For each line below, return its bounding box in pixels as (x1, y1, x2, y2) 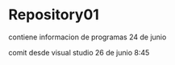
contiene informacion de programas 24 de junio (8, 32, 167, 42)
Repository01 (8, 6, 99, 24)
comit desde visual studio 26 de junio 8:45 (8, 47, 150, 57)
